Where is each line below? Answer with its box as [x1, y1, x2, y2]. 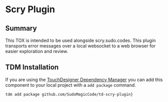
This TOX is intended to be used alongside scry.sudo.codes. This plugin [5, 37, 156, 43]
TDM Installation [5, 63, 59, 72]
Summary [5, 24, 37, 33]
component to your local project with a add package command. [5, 82, 136, 88]
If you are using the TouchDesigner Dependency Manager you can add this [5, 76, 163, 83]
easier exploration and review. [5, 48, 69, 54]
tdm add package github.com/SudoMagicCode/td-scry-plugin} [5, 92, 133, 97]
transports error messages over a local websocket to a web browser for [5, 43, 156, 49]
